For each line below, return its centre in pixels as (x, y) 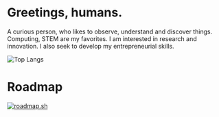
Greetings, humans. (65, 13)
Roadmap (35, 87)
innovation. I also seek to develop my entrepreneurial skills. (91, 46)
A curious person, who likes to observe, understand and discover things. (110, 31)
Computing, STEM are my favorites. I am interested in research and (102, 38)
